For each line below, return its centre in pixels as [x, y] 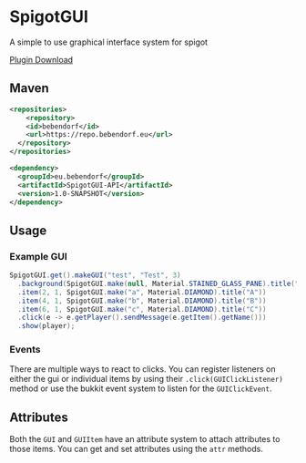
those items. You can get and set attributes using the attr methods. [137, 449]
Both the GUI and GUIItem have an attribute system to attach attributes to [145, 439]
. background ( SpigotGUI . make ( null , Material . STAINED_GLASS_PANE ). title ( [157, 283]
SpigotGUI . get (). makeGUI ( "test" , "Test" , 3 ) [95, 275]
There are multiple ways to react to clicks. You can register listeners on [143, 369]
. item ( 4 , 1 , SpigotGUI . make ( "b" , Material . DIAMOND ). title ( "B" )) [142, 301]
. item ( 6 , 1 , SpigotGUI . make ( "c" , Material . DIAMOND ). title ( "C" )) [142, 309]
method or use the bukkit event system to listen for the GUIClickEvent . [141, 388]
